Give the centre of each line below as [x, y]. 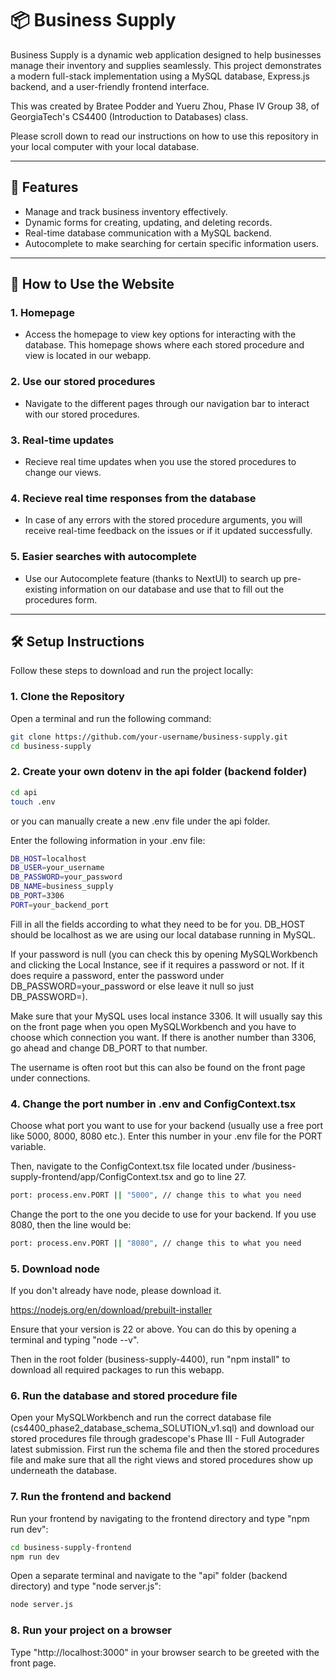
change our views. [63, 473]
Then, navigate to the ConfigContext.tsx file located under [130, 1166]
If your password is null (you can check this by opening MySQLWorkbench [164, 954]
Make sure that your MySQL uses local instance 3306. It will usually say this [166, 1016]
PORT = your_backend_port [60, 905]
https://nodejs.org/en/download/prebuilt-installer [111, 1310]
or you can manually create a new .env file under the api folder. [140, 821]
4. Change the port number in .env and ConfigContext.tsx [153, 1104]
